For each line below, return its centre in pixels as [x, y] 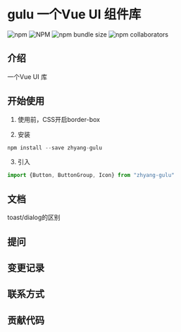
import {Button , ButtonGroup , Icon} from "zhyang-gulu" [91, 176]
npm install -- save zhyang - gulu [55, 148]
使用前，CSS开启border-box [59, 119]
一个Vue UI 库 [27, 76]
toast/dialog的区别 [34, 217]
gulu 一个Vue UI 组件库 [74, 14]
